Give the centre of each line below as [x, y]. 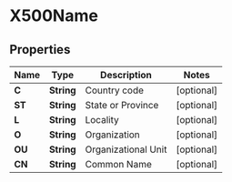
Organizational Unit [126, 149]
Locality [102, 120]
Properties [40, 50]
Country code [114, 90]
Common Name [118, 164]
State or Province [122, 105]
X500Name [54, 16]
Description [126, 75]
